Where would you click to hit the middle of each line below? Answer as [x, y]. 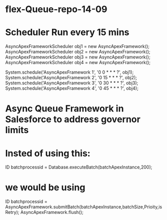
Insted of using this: [48, 153]
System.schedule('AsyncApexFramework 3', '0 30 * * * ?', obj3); [72, 83]
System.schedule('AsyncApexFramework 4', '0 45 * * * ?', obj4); [72, 88]
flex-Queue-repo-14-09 [56, 9]
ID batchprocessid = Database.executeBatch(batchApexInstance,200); [79, 167]
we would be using [45, 187]
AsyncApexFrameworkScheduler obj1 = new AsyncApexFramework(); [77, 46]
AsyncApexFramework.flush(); [52, 212]
